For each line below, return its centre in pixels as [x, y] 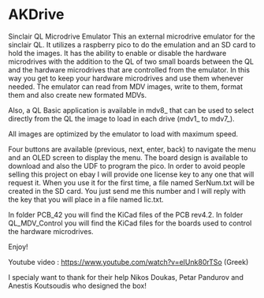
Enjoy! [19, 247]
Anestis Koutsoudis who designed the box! [78, 285]
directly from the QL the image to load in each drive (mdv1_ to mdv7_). [121, 118]
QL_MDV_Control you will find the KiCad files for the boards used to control [130, 223]
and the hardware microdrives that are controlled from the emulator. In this [129, 69]
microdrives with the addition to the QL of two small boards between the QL [131, 61]
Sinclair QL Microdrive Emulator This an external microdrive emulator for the [132, 36]
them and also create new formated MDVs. [78, 95]
